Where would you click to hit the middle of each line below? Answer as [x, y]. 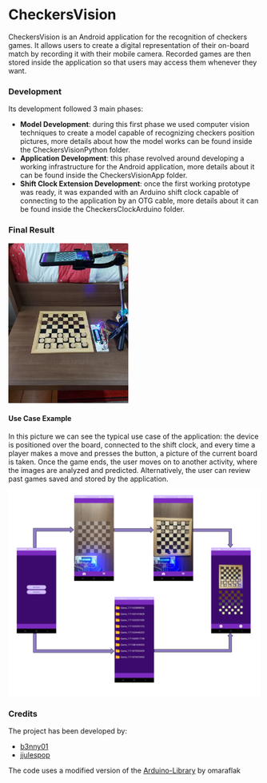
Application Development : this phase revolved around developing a [132, 158]
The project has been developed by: [68, 731]
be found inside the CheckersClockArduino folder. [102, 209]
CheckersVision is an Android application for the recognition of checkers [128, 37]
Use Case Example [40, 419]
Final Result [32, 230]
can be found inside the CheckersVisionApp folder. [104, 175]
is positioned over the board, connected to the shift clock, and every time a [132, 444]
